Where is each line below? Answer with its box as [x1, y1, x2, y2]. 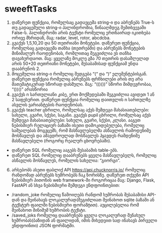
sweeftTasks [4, 3, 57, 15]
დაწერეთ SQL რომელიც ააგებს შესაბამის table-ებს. [11, 147, 118, 153]
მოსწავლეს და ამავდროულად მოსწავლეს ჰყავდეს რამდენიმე [11, 132, 140, 139]
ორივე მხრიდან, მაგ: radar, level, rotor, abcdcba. [11, 35, 111, 41]
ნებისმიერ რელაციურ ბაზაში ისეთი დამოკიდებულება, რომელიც [11, 122, 145, 128]
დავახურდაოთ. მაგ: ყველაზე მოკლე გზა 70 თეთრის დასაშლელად [11, 55, 149, 61]
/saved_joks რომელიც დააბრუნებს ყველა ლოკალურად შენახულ [11, 212, 146, 218]
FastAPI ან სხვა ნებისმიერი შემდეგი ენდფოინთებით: [11, 182, 120, 188]
